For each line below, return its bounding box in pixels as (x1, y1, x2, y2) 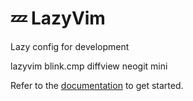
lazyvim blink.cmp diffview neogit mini (10, 60, 168, 72)
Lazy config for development (10, 40, 130, 52)
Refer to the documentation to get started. (10, 79, 184, 91)
